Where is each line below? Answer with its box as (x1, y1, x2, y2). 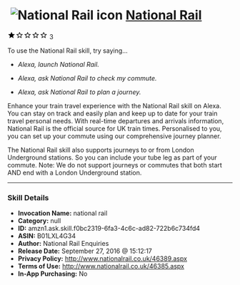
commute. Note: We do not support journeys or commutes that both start (7, 160, 223, 169)
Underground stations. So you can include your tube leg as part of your (7, 153, 218, 162)
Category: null (17, 217, 61, 225)
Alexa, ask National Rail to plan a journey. (17, 88, 141, 96)
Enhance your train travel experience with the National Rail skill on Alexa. (7, 101, 221, 110)
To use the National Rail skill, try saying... (7, 46, 129, 55)
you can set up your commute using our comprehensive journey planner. (7, 132, 221, 140)
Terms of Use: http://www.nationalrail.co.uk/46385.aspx (17, 262, 184, 271)
